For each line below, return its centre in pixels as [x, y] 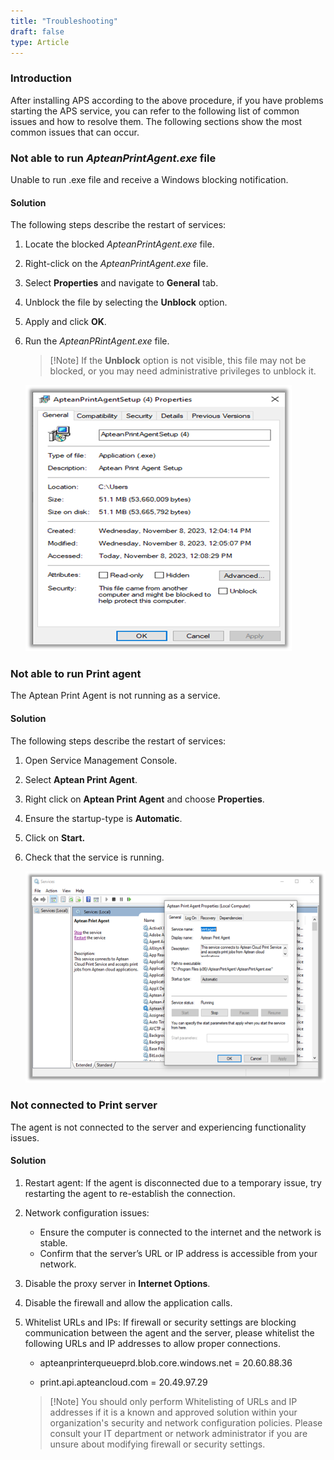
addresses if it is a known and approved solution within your [173, 1412]
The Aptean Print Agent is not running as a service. [115, 696]
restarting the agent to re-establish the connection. [130, 1193]
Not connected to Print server [84, 1105]
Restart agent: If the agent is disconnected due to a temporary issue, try [173, 1182]
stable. [53, 1242]
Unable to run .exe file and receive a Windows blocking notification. [149, 179]
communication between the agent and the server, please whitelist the [169, 1332]
